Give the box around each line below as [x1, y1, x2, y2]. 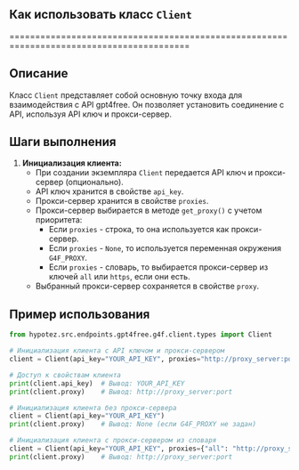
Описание [9, 66, 69, 81]
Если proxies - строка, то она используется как [48, 224, 230, 235]
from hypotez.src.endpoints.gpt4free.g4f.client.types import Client [9, 330, 273, 339]
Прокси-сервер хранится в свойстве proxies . [35, 196, 209, 207]
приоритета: [35, 215, 83, 225]
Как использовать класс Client [9, 7, 193, 22]
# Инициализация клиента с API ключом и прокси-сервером [9, 346, 225, 355]
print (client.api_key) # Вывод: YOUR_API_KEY [9, 378, 185, 388]
